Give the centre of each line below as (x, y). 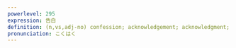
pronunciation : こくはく (42, 34)
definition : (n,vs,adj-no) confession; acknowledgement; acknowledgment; (119, 27)
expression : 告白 (32, 20)
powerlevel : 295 (31, 14)
